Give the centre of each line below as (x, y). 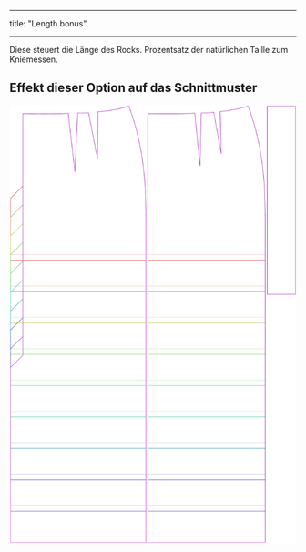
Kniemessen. (34, 59)
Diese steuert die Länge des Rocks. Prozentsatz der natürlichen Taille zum (149, 50)
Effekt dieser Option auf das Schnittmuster (133, 88)
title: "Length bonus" (48, 23)
